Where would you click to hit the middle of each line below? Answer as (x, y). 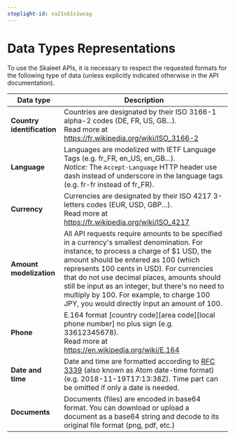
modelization (33, 272)
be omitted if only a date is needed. (122, 387)
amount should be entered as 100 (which (132, 260)
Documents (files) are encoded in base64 (133, 398)
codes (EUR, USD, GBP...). (129, 204)
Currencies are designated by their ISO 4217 (138, 195)
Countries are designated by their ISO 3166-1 (140, 111)
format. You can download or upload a (127, 407)
